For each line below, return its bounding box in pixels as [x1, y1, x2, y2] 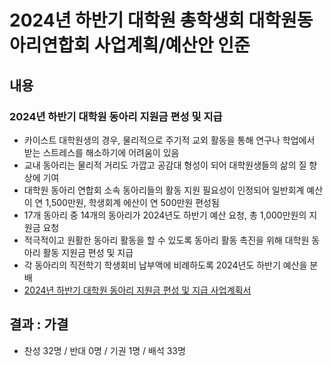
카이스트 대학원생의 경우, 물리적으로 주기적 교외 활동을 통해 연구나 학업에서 [23, 134, 316, 146]
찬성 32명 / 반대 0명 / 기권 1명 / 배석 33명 [23, 344, 186, 356]
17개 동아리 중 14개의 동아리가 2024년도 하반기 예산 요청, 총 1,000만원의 [23, 209, 307, 221]
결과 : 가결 [9, 316, 69, 333]
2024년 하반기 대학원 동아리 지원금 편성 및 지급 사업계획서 [23, 284, 252, 296]
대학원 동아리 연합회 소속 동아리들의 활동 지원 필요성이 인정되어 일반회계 [23, 184, 305, 196]
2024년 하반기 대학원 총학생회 [9, 9, 245, 32]
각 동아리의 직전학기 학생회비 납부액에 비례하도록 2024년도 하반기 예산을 [23, 259, 308, 271]
